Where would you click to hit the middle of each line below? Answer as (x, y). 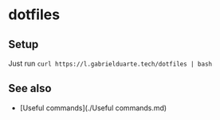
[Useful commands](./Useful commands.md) (93, 108)
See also (30, 88)
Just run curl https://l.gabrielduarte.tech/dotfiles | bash (110, 63)
